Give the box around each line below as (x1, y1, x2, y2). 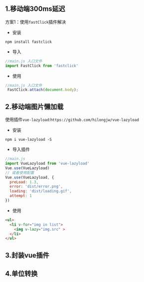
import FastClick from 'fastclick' (5, 63, 79, 68)
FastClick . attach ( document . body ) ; (7, 88, 79, 93)
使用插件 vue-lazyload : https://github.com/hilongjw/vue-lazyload (5, 116, 140, 123)
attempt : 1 (9, 193, 32, 198)
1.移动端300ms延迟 (5, 4, 65, 13)
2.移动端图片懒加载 (5, 102, 64, 111)
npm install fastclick (5, 39, 52, 44)
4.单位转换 (5, 270, 38, 278)
